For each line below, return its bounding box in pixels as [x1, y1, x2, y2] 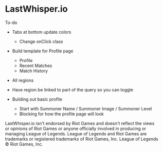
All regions [12, 77, 34, 83]
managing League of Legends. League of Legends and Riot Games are [5, 130, 147, 136]
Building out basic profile [12, 96, 62, 102]
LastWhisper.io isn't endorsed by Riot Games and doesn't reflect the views [5, 120, 155, 126]
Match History [19, 67, 48, 74]
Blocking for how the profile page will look [19, 111, 104, 117]
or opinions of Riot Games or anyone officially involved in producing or [5, 126, 146, 131]
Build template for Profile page [12, 48, 73, 54]
